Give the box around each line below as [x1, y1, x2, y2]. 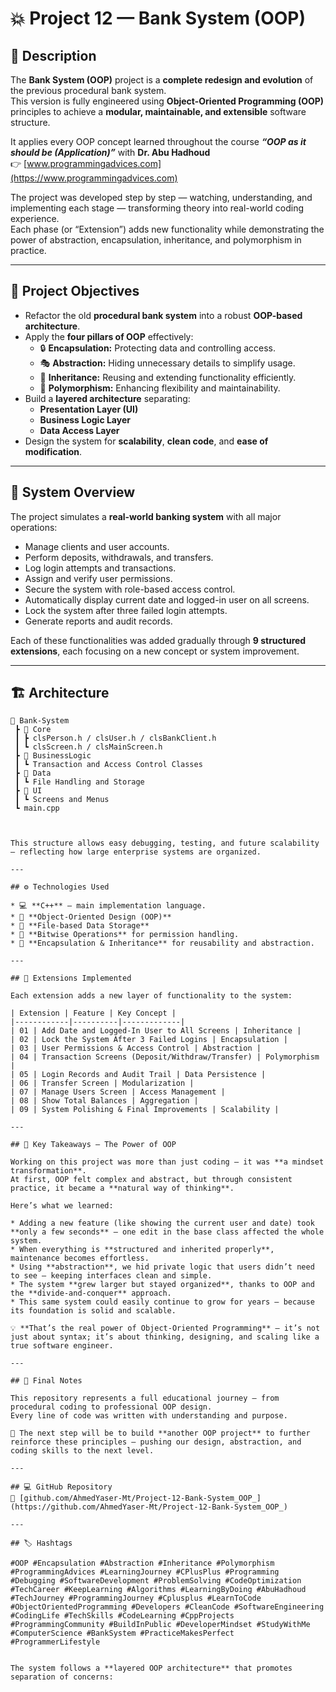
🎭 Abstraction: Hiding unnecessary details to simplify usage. [39, 357, 296, 369]
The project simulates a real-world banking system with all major [10, 510, 282, 522]
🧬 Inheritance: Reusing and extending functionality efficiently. [39, 371, 297, 383]
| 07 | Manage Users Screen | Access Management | [10, 1087, 226, 1097]
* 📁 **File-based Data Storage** [10, 921, 150, 931]
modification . [24, 445, 83, 457]
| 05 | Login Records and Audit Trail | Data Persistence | [10, 1070, 267, 1080]
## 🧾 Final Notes [10, 1376, 83, 1386]
